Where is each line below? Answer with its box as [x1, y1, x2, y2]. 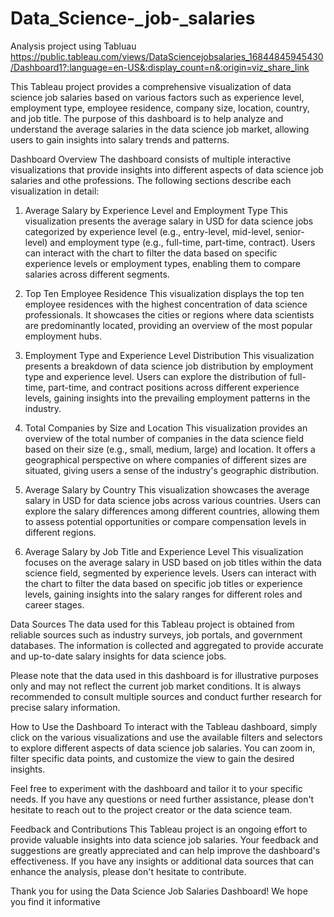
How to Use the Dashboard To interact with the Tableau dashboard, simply [10, 720, 318, 732]
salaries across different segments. [24, 268, 170, 280]
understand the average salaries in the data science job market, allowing [10, 123, 310, 135]
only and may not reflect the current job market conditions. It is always [10, 680, 302, 692]
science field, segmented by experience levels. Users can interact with [24, 567, 317, 579]
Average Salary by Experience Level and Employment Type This [24, 204, 288, 216]
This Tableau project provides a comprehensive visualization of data [10, 80, 292, 92]
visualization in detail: [10, 185, 100, 197]
